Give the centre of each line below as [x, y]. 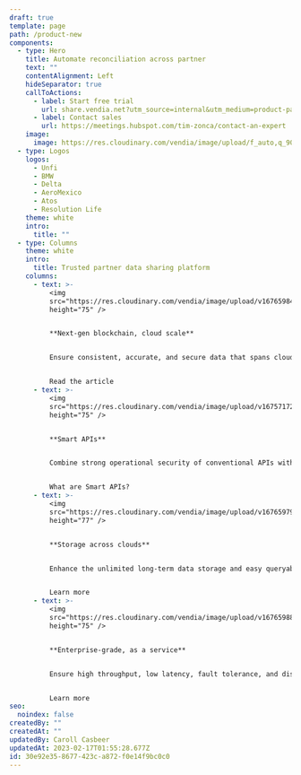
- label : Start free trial [83, 101]
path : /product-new [46, 34]
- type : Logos [43, 151]
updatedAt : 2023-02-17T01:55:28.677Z [80, 748]
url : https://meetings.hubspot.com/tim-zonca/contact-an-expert [164, 126]
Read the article [82, 382]
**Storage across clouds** [99, 544]
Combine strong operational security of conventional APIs [162, 463]
